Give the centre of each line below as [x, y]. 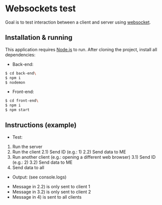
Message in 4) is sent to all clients [47, 197]
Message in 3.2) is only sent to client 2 [52, 192]
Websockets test [40, 9]
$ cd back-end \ [21, 73]
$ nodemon [15, 82]
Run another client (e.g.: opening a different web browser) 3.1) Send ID [84, 157]
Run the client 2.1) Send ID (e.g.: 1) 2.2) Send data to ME [69, 152]
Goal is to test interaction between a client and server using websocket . [78, 22]
